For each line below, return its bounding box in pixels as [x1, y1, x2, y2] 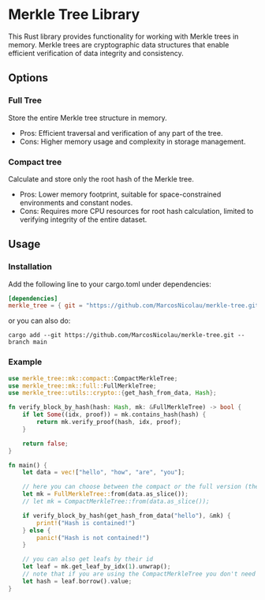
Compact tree [8, 156, 62, 167]
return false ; [22, 440, 69, 448]
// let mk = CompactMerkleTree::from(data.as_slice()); [22, 497, 211, 506]
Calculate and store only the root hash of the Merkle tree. [8, 174, 195, 183]
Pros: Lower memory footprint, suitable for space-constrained [19, 189, 222, 199]
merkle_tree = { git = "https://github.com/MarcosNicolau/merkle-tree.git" [8, 302, 263, 309]
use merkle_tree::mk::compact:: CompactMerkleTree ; [8, 374, 178, 382]
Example [8, 357, 43, 368]
